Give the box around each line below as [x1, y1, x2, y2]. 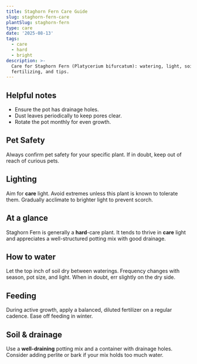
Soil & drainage [6, 329, 63, 339]
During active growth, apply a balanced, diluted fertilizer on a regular [6, 306, 172, 314]
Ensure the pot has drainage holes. [14, 106, 99, 113]
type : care [6, 25, 33, 31]
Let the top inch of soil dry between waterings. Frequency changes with [6, 268, 180, 275]
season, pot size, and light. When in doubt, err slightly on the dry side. [6, 274, 176, 281]
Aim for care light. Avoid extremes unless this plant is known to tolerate [6, 190, 178, 197]
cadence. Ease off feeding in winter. [6, 312, 93, 320]
